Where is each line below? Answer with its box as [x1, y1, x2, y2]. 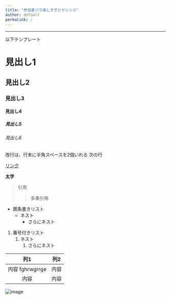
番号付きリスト [12, 229, 44, 236]
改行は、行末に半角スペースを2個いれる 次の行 [5, 152, 103, 158]
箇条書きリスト [12, 206, 44, 212]
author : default [5, 12, 40, 17]
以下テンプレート [5, 36, 41, 42]
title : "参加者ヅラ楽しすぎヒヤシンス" [5, 7, 79, 13]
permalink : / [5, 17, 33, 22]
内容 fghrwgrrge [8, 266, 47, 273]
